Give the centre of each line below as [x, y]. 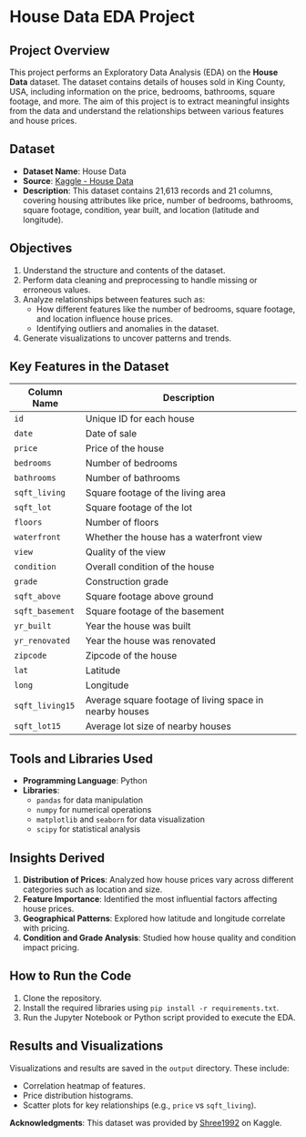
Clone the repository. [62, 998]
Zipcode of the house [131, 656]
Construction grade [127, 582]
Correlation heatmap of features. [84, 1085]
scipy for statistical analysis [88, 829]
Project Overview [60, 51]
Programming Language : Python [85, 781]
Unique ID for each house [140, 419]
